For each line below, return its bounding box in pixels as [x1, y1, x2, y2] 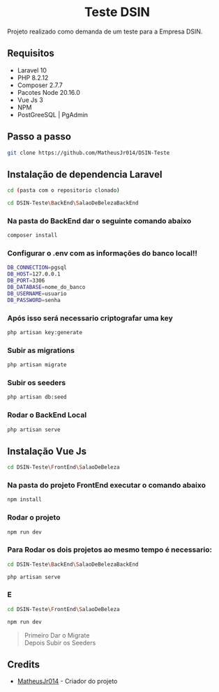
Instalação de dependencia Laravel [7, 168, 163, 180]
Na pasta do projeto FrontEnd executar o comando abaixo [7, 481, 206, 490]
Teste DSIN [84, 4, 150, 20]
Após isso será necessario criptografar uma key [7, 313, 173, 323]
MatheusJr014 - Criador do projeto [17, 677, 118, 686]
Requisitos [7, 47, 54, 59]
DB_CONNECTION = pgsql [7, 264, 68, 271]
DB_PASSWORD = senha [7, 296, 61, 303]
